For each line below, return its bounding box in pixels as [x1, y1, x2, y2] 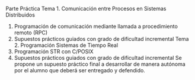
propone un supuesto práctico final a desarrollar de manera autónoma [14, 60, 186, 68]
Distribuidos [5, 11, 35, 18]
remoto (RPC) [14, 29, 48, 36]
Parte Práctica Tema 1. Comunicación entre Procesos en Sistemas [5, 5, 167, 12]
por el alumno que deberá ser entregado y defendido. [14, 67, 146, 73]
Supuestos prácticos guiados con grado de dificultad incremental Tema [14, 36, 189, 42]
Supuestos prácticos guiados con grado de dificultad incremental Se [14, 55, 182, 61]
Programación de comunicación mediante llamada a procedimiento [14, 23, 178, 30]
